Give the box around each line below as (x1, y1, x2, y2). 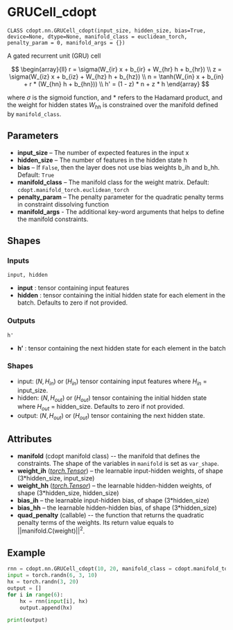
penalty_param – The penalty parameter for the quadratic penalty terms (17, 193, 224, 201)
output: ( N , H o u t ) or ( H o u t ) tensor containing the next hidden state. (17, 412, 205, 421)
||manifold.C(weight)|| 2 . (17, 526, 85, 535)
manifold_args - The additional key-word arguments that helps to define (17, 207, 225, 216)
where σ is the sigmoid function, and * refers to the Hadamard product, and (7, 93, 223, 102)
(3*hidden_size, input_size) (17, 474, 95, 482)
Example (7, 547, 46, 558)
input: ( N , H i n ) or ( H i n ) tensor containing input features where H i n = (17, 377, 207, 387)
